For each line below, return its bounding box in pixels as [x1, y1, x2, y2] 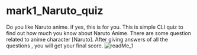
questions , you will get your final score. [6, 42, 104, 49]
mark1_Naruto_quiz [6, 4, 104, 18]
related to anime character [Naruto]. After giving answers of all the [6, 36, 169, 43]
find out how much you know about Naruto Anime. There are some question [6, 29, 191, 36]
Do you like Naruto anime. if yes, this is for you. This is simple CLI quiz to [6, 23, 183, 30]
